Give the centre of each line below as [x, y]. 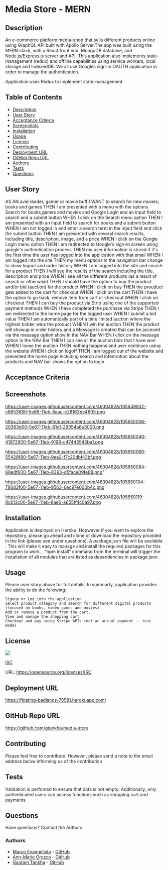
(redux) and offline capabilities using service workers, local [95, 61]
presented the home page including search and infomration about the [77, 356]
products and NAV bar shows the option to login [55, 361]
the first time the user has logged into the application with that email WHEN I [84, 255]
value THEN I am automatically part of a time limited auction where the [78, 319]
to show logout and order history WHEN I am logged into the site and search [84, 265]
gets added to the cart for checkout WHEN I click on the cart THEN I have [81, 292]
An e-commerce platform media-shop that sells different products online [80, 40]
